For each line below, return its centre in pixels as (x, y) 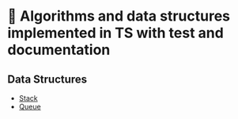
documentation (59, 50)
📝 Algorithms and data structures (119, 16)
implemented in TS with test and (116, 33)
